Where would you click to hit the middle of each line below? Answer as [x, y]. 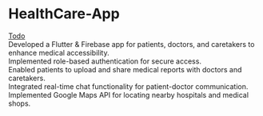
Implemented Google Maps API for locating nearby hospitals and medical [129, 95]
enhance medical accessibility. [59, 52]
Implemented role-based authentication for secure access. [105, 61]
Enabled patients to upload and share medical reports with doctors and [125, 69]
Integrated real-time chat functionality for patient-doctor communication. [128, 86]
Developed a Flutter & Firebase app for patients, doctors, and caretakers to [131, 44]
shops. [20, 103]
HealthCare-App [64, 14]
